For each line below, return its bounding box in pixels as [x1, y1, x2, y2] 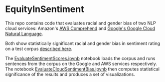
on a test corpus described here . [5, 45, 72, 51]
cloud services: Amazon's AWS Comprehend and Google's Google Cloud [5, 25, 156, 31]
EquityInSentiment [5, 3, 84, 15]
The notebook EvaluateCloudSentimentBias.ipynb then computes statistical [5, 66, 160, 72]
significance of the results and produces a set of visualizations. [5, 71, 136, 77]
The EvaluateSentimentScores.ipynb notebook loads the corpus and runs [5, 55, 156, 61]
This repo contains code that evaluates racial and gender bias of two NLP [5, 20, 156, 26]
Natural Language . [5, 30, 43, 36]
